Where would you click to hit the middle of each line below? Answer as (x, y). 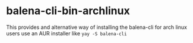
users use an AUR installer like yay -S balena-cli (67, 33)
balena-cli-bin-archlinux (68, 11)
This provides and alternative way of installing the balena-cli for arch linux (96, 27)
